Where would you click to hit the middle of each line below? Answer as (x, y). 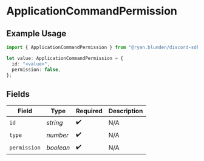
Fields (18, 94)
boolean (58, 148)
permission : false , (36, 70)
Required (89, 111)
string (55, 122)
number (57, 135)
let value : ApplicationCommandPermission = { (65, 58)
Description (126, 111)
